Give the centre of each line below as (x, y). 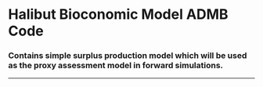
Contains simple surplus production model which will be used (128, 56)
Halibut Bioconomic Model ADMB (118, 14)
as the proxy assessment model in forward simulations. (116, 66)
